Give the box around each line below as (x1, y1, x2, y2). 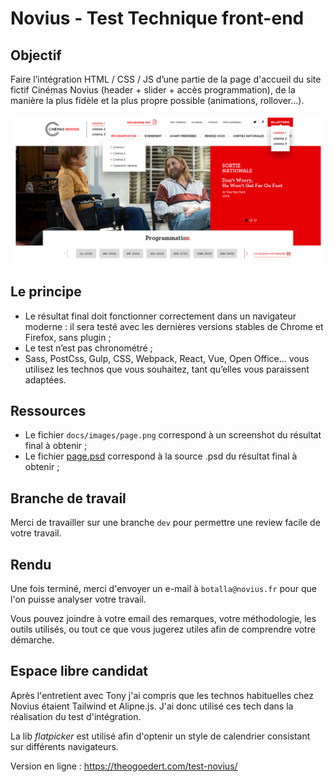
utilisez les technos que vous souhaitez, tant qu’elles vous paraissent (24, 363, 310, 375)
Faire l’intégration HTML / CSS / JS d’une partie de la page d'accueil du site (10, 73, 322, 85)
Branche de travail (10, 490, 127, 507)
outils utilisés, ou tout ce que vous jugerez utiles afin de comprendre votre (10, 623, 316, 635)
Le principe (10, 283, 82, 301)
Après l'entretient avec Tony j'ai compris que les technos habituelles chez (10, 689, 315, 701)
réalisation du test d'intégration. (10, 710, 142, 722)
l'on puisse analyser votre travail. (10, 593, 147, 605)
